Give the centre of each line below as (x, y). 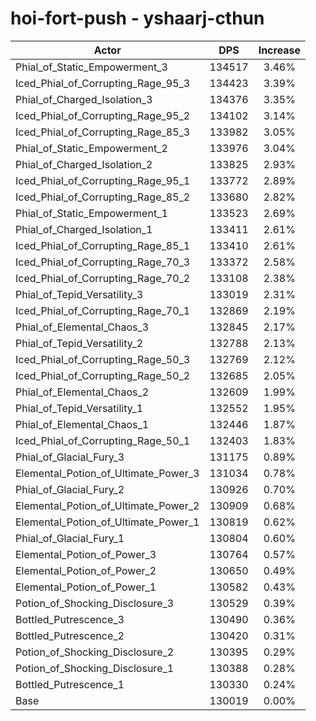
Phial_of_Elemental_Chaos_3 (82, 327)
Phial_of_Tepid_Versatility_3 (79, 294)
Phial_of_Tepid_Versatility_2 (79, 343)
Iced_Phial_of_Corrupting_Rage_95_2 (103, 115)
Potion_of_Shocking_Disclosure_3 (95, 603)
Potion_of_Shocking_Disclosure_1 (95, 668)
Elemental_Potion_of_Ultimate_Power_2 (107, 505)
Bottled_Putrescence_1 (70, 684)
